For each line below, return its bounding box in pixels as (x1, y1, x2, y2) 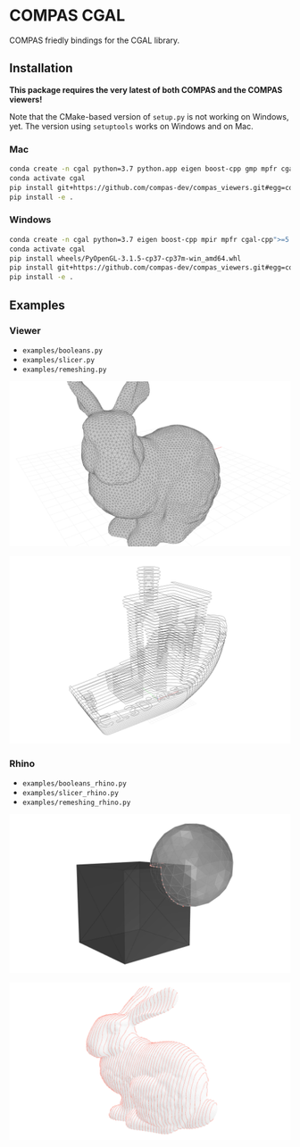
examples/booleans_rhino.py (21, 779, 127, 788)
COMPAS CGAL (9, 5, 126, 26)
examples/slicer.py (21, 355, 96, 364)
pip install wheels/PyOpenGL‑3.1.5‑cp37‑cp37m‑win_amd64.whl (9, 254, 242, 263)
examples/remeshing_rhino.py (21, 798, 131, 808)
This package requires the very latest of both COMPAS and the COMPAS (9, 84, 283, 95)
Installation (9, 61, 73, 76)
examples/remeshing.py (21, 365, 107, 374)
